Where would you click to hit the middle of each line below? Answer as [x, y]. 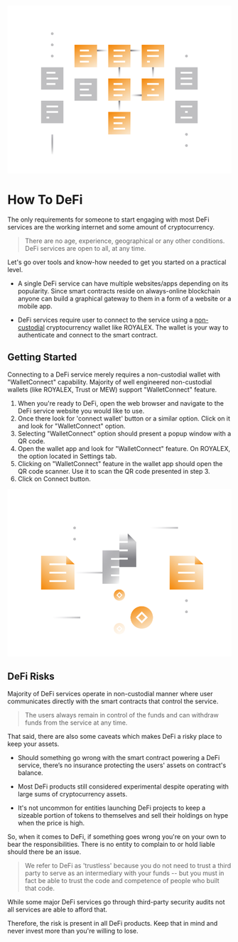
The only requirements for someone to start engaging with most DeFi [108, 220]
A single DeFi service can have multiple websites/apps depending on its [123, 283]
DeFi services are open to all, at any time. [85, 248]
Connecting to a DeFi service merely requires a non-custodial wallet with [114, 374]
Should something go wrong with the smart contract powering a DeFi [119, 757]
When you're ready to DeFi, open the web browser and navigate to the [120, 403]
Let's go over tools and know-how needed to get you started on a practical [117, 262]
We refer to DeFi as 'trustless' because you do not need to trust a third [128, 865]
